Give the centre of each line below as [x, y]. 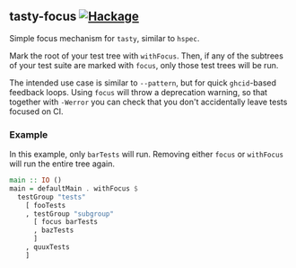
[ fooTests [46, 205]
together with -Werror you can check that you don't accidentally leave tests [148, 102]
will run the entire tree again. [62, 164]
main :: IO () [36, 181]
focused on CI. [37, 111]
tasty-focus [43, 17]
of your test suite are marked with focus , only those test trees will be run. [144, 65]
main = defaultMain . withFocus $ [74, 188]
